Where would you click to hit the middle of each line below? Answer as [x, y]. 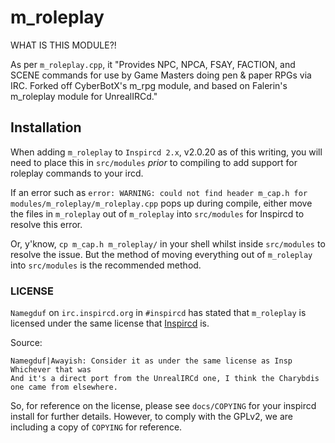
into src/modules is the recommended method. [106, 265]
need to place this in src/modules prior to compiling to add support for [154, 162]
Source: [26, 343]
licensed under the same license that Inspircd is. [110, 323]
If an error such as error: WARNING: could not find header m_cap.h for [159, 192]
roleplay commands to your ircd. [77, 173]
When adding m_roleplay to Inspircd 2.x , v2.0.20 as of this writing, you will [166, 152]
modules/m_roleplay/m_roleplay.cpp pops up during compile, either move [161, 203]
